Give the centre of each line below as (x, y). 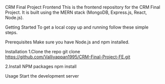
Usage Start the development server (42, 76)
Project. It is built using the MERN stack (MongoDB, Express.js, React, (76, 12)
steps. (11, 32)
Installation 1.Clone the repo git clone (43, 52)
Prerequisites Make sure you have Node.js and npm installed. (67, 42)
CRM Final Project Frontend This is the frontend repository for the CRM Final (83, 7)
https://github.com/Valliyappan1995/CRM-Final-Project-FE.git (68, 57)
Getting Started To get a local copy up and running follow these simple (77, 27)
